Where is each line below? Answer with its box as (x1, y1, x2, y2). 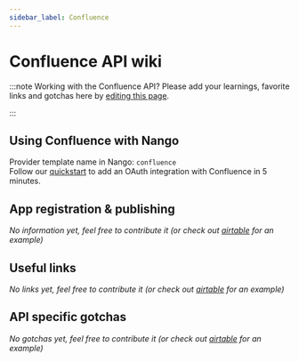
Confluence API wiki (9, 51, 163, 71)
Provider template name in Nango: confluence (9, 157, 176, 167)
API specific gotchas (9, 310, 127, 325)
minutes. (9, 175, 42, 187)
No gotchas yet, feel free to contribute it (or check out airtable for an (9, 333, 263, 343)
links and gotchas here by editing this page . (9, 90, 170, 101)
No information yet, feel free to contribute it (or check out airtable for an (9, 225, 274, 236)
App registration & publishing (9, 201, 175, 216)
